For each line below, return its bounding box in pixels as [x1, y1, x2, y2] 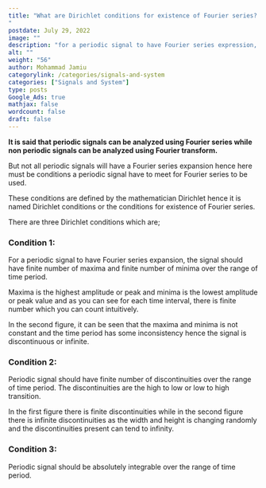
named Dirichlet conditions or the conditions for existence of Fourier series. [8, 201, 256, 211]
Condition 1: [8, 236, 56, 248]
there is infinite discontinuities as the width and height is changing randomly [8, 416, 257, 425]
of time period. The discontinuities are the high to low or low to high [8, 383, 230, 392]
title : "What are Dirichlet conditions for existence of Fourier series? [8, 11, 258, 20]
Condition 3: [8, 443, 57, 455]
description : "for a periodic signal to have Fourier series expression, [8, 41, 258, 49]
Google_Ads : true [8, 93, 66, 101]
